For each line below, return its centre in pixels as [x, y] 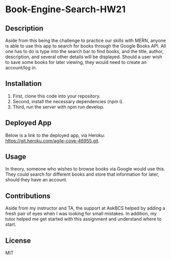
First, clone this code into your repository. [56, 96]
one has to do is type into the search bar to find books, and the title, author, [85, 51]
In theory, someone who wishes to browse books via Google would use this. [85, 169]
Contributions [28, 196]
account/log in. [21, 68]
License [18, 240]
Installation [23, 84]
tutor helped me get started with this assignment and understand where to [83, 219]
